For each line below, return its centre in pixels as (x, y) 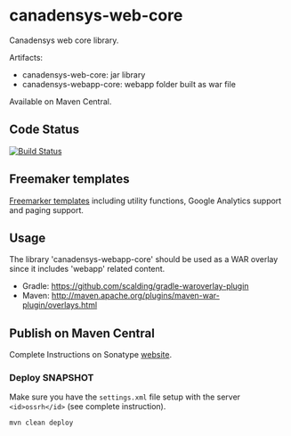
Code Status (44, 130)
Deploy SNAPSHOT (52, 378)
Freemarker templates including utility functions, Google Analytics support (145, 201)
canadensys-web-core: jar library (84, 74)
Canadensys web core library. (64, 40)
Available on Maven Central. (61, 101)
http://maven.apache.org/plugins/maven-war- (136, 296)
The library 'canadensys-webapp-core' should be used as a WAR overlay (144, 259)
